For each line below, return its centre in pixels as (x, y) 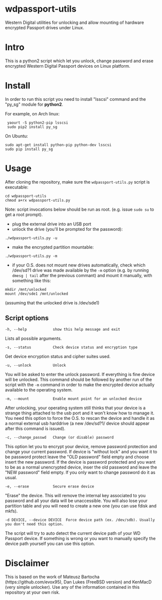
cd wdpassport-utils (26, 196)
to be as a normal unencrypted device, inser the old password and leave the (81, 467)
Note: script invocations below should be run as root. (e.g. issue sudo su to (80, 209)
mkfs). (11, 511)
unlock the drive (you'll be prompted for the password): (67, 229)
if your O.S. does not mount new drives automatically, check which (79, 265)
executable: (17, 187)
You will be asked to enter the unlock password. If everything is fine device (80, 374)
